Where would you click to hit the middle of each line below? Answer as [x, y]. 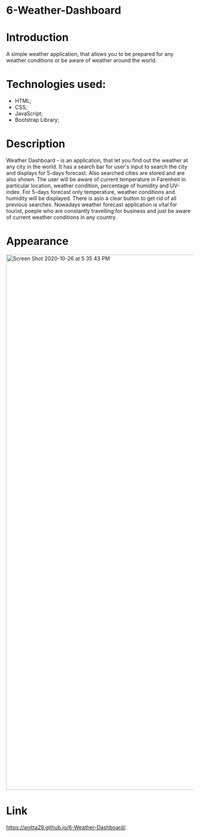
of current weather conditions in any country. [62, 217]
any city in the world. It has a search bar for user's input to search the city [97, 167]
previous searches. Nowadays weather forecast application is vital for [92, 205]
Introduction [37, 38]
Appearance [37, 241]
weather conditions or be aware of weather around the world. [82, 61]
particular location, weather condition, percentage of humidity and [87, 186]
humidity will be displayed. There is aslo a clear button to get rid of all [91, 198]
